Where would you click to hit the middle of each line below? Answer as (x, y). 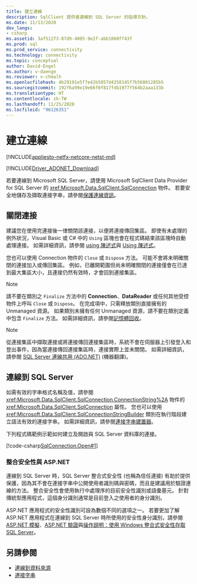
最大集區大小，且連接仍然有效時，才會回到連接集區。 (75, 273)
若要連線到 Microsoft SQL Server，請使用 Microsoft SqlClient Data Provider (97, 181)
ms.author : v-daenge (31, 72)
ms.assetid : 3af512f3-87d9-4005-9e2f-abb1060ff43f (69, 39)
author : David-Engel (31, 66)
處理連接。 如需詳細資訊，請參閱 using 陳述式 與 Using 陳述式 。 (82, 245)
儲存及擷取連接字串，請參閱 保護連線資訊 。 (67, 195)
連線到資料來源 (33, 568)
